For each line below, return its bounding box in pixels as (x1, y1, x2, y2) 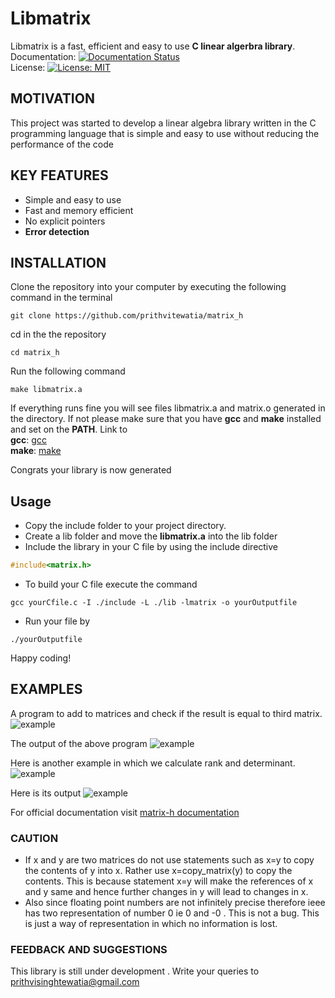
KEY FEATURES (10, 167, 109, 184)
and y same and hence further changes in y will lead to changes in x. (24, 886, 309, 898)
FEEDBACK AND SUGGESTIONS (10, 943, 168, 957)
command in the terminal (10, 292, 113, 304)
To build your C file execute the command (24, 578, 198, 591)
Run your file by (24, 615, 90, 627)
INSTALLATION (10, 254, 107, 271)
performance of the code (10, 138, 114, 150)
